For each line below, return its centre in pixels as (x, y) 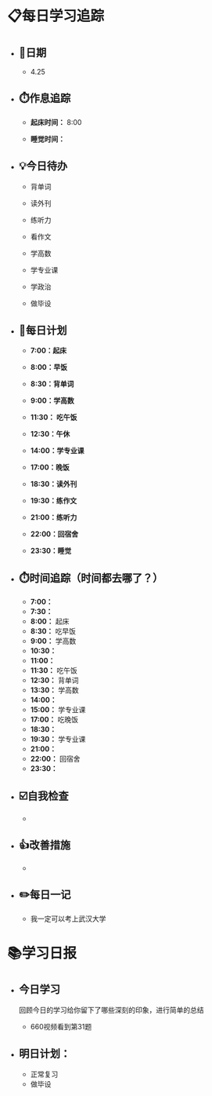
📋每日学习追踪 (56, 16)
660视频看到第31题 (61, 1026)
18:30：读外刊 (54, 484)
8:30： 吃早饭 (53, 631)
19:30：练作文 (54, 501)
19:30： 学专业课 (58, 740)
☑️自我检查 (44, 796)
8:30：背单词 (52, 384)
